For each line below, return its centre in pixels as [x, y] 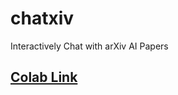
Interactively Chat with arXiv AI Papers [89, 46]
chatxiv [42, 18]
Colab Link [44, 77]
